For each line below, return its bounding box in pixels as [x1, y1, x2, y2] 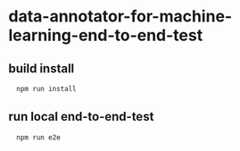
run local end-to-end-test [8, 109, 154, 124]
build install [8, 61, 75, 76]
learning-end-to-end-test [8, 25, 203, 46]
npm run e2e [16, 132, 62, 142]
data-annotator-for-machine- [8, 6, 233, 27]
